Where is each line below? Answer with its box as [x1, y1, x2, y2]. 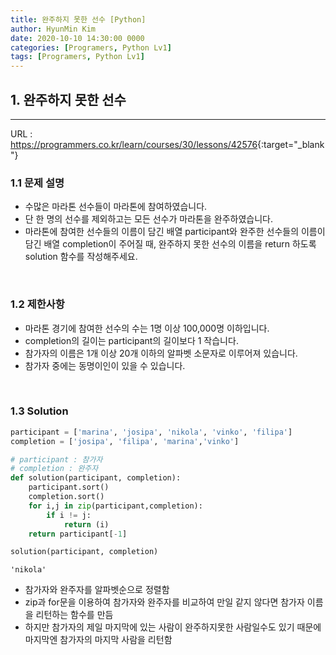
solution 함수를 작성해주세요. [24, 251, 138, 263]
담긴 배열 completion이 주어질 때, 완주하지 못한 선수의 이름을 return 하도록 [24, 238, 317, 250]
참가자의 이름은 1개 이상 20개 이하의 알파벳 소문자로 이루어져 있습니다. [24, 347, 298, 359]
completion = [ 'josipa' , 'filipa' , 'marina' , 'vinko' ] [10, 436, 240, 446]
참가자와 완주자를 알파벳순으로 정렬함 [24, 584, 170, 596]
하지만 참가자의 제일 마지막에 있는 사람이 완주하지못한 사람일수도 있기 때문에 [24, 621, 322, 633]
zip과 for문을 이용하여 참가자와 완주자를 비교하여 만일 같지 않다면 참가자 [24, 596, 305, 608]
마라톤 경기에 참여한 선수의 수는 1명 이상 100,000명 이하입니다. [24, 322, 270, 334]
